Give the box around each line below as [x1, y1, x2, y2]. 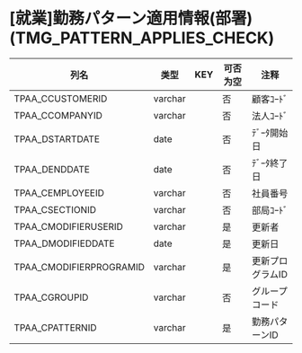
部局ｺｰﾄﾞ [251, 204, 289, 216]
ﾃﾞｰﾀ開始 [251, 127, 289, 139]
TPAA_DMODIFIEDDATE [13, 237, 115, 250]
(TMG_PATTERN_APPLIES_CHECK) [9, 28, 275, 49]
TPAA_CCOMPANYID [13, 109, 103, 121]
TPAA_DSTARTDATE [13, 132, 101, 145]
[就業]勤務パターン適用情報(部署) [9, 8, 253, 29]
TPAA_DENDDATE [13, 163, 90, 175]
